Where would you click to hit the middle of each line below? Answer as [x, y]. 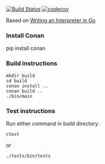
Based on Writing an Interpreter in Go [51, 20]
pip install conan [26, 48]
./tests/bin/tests [28, 156]
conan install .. [27, 86]
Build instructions [32, 63]
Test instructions [31, 111]
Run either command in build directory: [53, 124]
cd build [17, 81]
